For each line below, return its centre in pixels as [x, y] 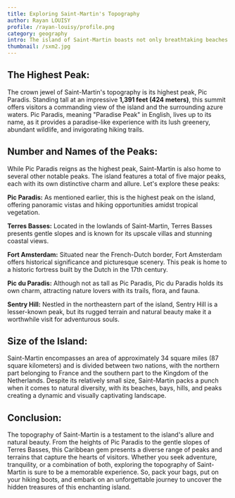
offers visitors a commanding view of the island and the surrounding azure [115, 107]
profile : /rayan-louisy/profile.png [61, 27]
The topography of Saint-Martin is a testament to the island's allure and [111, 435]
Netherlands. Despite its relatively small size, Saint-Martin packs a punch [113, 380]
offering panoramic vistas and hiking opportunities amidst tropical [103, 204]
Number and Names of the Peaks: [83, 152]
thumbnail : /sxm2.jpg [39, 46]
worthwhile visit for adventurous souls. [63, 319]
